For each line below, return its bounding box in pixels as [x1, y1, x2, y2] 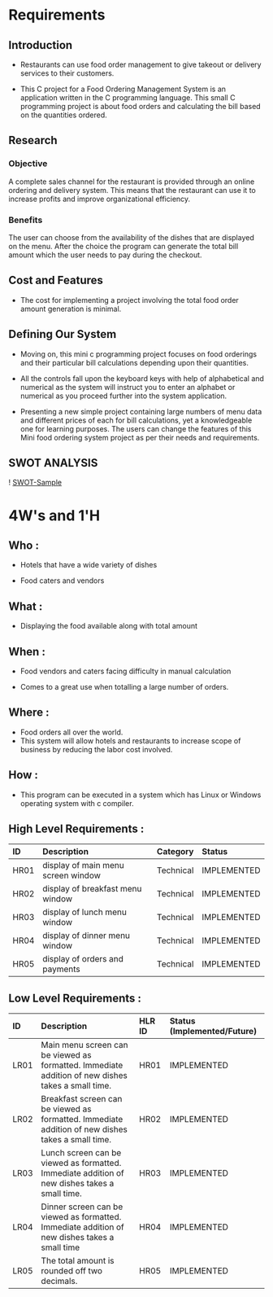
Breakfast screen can [41, 1093, 123, 1105]
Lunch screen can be [41, 1147, 122, 1159]
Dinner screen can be [41, 1201, 123, 1212]
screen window [41, 870, 102, 881]
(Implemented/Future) [169, 1026, 258, 1037]
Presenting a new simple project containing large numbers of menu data [19, 406, 262, 416]
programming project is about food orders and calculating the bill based [19, 102, 262, 111]
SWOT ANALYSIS [8, 456, 98, 470]
